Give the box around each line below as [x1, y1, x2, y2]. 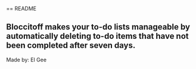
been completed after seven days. [6, 41, 136, 51]
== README [6, 5, 37, 12]
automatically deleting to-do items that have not [6, 31, 189, 41]
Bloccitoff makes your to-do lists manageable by [6, 22, 191, 32]
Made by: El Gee [6, 56, 46, 63]
